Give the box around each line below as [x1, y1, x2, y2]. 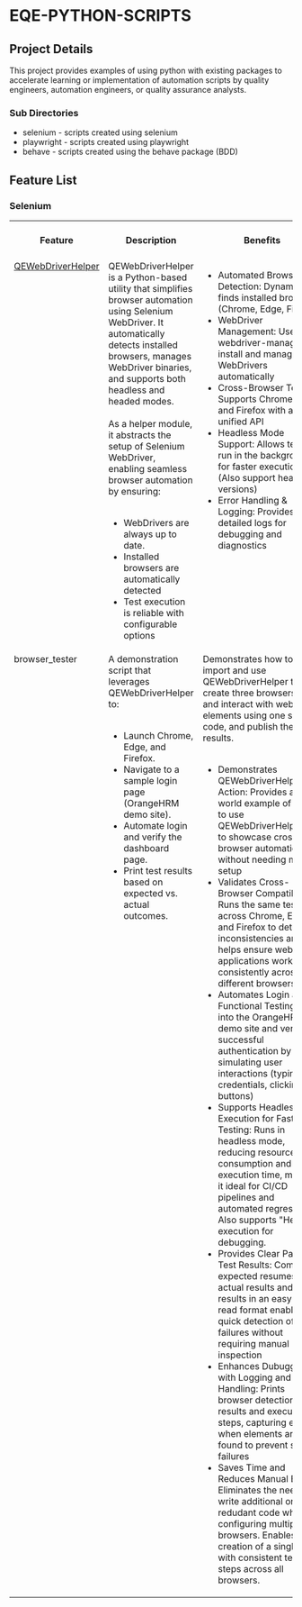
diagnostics [218, 539, 267, 551]
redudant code [218, 1506, 280, 1519]
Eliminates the [218, 1484, 278, 1496]
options [123, 629, 155, 641]
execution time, [218, 1168, 283, 1181]
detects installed [108, 339, 178, 351]
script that [108, 664, 151, 676]
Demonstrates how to [202, 652, 294, 665]
